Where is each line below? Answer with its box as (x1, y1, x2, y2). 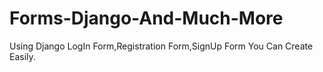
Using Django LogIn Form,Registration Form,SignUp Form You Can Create (9, 40, 314, 52)
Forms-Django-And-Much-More (9, 7, 284, 30)
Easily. (9, 50, 36, 62)
